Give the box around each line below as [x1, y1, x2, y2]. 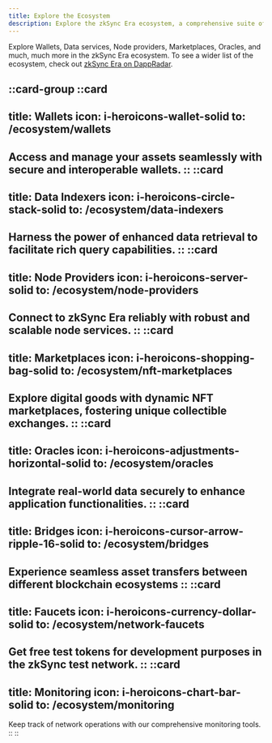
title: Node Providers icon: [8, 271, 143, 284]
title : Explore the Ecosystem [8, 11, 111, 20]
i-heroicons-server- [145, 271, 249, 284]
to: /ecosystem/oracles [92, 457, 214, 471]
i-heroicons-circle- [136, 190, 236, 204]
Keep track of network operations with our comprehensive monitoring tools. [8, 720, 261, 729]
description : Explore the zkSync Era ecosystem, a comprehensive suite [8, 19, 255, 28]
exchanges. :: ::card [8, 416, 112, 430]
